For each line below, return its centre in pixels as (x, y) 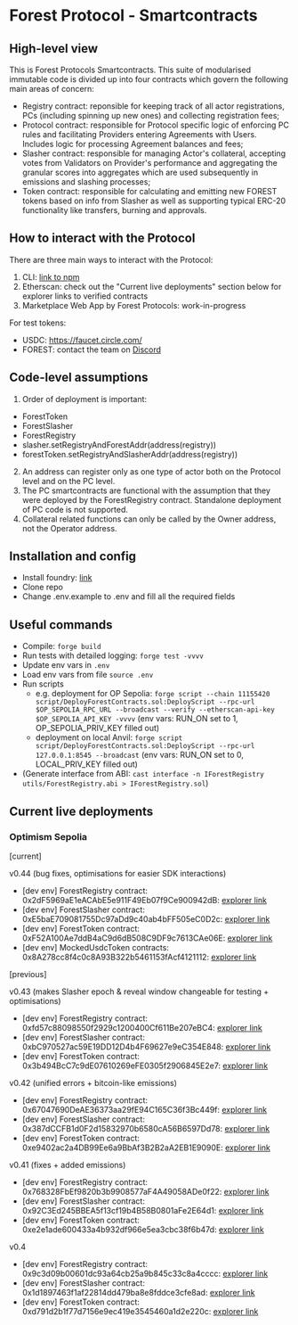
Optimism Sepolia (48, 836)
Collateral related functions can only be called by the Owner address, (149, 519)
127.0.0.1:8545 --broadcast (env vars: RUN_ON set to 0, (140, 755)
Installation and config (72, 557)
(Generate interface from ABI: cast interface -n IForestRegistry (143, 774)
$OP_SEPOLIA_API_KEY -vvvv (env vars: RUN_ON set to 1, (137, 719)
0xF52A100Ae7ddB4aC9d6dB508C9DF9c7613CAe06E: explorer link (147, 938)
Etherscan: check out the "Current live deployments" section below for (152, 286)
